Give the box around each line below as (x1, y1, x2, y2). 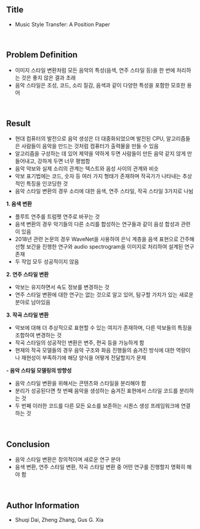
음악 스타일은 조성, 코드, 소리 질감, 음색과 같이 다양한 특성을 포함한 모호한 (14, 81, 186, 89)
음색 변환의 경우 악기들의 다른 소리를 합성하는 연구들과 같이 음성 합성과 (14, 220, 180, 228)
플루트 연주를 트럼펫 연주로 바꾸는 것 (14, 213, 100, 220)
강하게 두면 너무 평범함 (37, 157, 90, 165)
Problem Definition (6, 50, 78, 60)
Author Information (6, 500, 80, 510)
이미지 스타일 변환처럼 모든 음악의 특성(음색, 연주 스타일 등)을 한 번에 (14, 66, 175, 74)
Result (6, 118, 31, 128)
